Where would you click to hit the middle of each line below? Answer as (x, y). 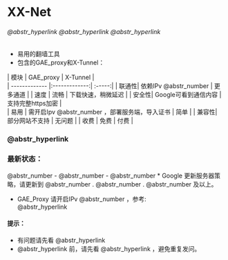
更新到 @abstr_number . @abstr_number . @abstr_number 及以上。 (121, 184)
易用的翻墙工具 (38, 54)
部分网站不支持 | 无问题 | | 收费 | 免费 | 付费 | (70, 121)
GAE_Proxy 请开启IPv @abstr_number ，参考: (82, 199)
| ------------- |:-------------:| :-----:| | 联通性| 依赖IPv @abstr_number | (110, 86)
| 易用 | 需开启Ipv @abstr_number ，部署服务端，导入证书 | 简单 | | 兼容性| (112, 112)
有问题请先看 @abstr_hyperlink (61, 240)
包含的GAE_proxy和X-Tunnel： (61, 62)
